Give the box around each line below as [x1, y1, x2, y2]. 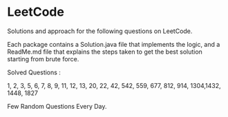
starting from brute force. [7, 54, 79, 63]
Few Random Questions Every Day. [7, 102, 107, 110]
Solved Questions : [7, 68, 61, 76]
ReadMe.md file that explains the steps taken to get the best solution [7, 47, 202, 56]
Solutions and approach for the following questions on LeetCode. [7, 27, 193, 35]
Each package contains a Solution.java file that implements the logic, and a [7, 40, 220, 48]
